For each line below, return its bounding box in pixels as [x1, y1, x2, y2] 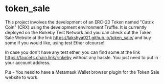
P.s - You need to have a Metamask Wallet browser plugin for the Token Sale [5, 69, 160, 75]
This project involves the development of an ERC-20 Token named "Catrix [5, 19, 154, 25]
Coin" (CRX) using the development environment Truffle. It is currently [5, 24, 147, 30]
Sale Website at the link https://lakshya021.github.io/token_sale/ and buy [5, 35, 151, 41]
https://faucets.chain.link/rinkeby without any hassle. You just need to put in [5, 54, 158, 60]
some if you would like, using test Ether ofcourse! [5, 40, 105, 45]
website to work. [5, 74, 39, 80]
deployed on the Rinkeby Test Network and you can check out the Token [5, 29, 152, 35]
